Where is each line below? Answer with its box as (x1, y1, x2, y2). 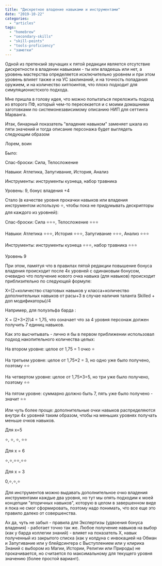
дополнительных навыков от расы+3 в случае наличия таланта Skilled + (5, 293, 155, 299)
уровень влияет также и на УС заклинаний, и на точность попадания (5, 76, 148, 82)
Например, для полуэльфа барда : (5, 307, 76, 313)
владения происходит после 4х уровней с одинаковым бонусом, (5, 267, 140, 274)
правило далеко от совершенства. (5, 510, 77, 516)
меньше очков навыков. (5, 417, 55, 423)
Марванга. (5, 111, 27, 117)
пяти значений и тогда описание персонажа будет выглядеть (5, 126, 132, 132)
